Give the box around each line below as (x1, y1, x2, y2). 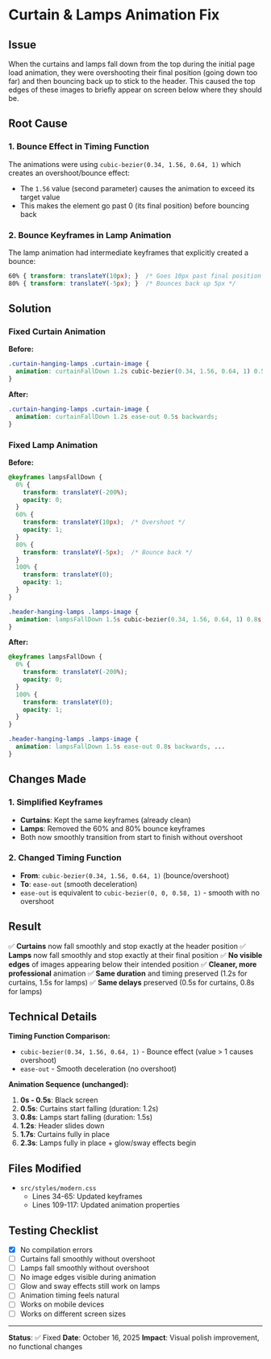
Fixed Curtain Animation (8, 326, 106, 337)
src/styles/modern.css (19, 1185, 97, 1193)
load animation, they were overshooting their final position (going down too (8, 68, 258, 77)
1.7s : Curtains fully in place (19, 1130, 110, 1139)
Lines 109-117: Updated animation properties (31, 1200, 180, 1210)
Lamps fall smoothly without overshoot (19, 1263, 149, 1273)
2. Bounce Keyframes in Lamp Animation (8, 229, 172, 240)
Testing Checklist (8, 1223, 98, 1237)
